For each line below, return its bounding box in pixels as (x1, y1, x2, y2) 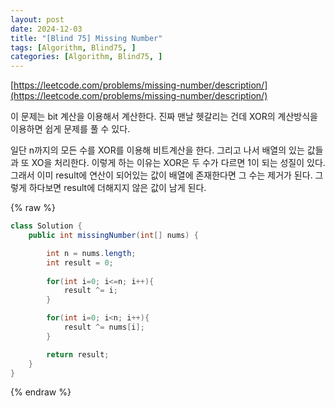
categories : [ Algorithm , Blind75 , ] (10, 52, 163, 62)
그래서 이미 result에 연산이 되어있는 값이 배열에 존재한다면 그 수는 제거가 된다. (10, 169, 313, 181)
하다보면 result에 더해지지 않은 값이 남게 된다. (28, 182, 207, 194)
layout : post (10, 14, 65, 25)
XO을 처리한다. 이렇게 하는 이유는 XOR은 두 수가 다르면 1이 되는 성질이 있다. (31, 157, 326, 169)
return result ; (46, 349, 110, 360)
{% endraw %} (10, 386, 72, 398)
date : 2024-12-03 (10, 24, 83, 34)
